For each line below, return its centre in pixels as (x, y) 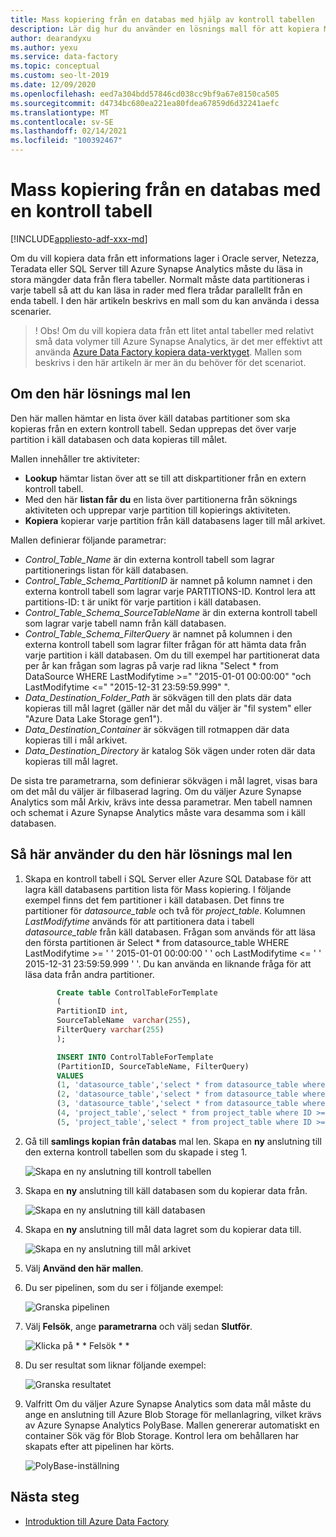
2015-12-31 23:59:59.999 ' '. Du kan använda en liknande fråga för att (168, 963)
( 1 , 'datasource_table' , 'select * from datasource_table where (191, 1085)
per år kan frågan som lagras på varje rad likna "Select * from (151, 665)
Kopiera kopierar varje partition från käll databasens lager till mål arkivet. (175, 520)
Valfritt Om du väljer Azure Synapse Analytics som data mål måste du (168, 1403)
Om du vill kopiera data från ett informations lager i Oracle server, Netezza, (165, 258)
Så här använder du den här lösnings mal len (151, 854)
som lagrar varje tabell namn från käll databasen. (125, 623)
